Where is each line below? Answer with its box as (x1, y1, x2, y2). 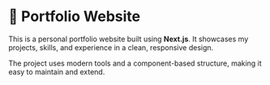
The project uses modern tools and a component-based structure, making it (8, 58, 262, 68)
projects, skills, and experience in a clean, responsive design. (8, 42, 214, 52)
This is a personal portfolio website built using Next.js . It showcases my (8, 34, 249, 44)
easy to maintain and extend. (8, 66, 105, 76)
